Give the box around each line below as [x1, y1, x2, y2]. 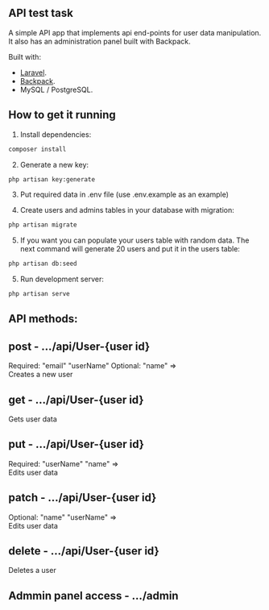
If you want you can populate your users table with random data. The [19, 235, 250, 245]
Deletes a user [8, 566, 56, 575]
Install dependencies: [19, 129, 92, 139]
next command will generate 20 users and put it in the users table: [19, 244, 240, 254]
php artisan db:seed [8, 259, 78, 268]
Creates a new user [8, 370, 73, 380]
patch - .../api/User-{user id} [8, 491, 157, 504]
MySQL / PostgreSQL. [19, 85, 93, 94]
